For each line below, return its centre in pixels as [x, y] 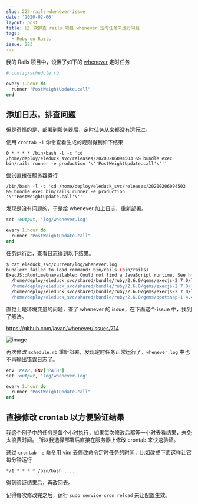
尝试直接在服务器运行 [32, 175]
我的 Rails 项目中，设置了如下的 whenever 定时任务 [68, 62]
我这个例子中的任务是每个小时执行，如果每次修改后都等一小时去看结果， [94, 432]
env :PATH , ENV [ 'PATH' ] [35, 370]
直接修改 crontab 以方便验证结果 [65, 417]
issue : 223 [19, 45]
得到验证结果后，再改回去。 [40, 483]
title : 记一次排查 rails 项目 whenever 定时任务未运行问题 [73, 28]
